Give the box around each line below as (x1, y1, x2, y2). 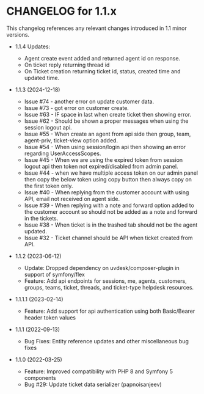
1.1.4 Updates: (15, 43, 51, 50)
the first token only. (24, 182, 73, 189)
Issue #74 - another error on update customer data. (24, 98, 155, 105)
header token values (24, 313, 76, 321)
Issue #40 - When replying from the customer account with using (24, 188, 189, 196)
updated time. (24, 74, 60, 81)
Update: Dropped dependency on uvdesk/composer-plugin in (24, 264, 180, 271)
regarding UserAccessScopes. (24, 150, 101, 157)
